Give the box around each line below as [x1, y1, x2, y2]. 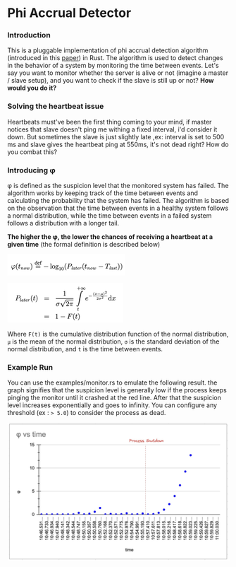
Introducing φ [7, 165, 56, 175]
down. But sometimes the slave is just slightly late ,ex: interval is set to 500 [7, 132, 225, 141]
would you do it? [7, 83, 57, 93]
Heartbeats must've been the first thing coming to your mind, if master [7, 117, 212, 126]
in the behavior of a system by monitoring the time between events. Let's [7, 62, 220, 70]
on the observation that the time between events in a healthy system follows [7, 204, 229, 213]
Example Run [7, 363, 54, 372]
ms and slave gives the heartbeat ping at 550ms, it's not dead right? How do [7, 140, 229, 148]
